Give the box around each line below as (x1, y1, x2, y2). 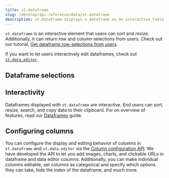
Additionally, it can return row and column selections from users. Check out (5, 36, 163, 42)
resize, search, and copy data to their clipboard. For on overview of (5, 107, 146, 113)
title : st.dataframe (5, 7, 49, 13)
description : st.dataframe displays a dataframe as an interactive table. (5, 17, 166, 22)
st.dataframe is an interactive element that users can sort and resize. (5, 31, 149, 37)
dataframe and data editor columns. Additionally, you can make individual (5, 156, 158, 162)
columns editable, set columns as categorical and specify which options (5, 162, 156, 168)
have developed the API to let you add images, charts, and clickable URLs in (5, 151, 164, 157)
